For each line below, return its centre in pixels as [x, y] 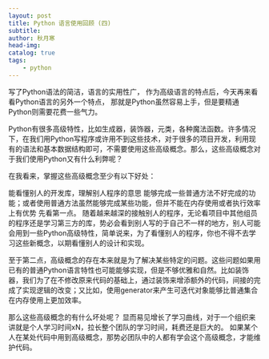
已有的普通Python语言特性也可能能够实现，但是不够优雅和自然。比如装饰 [129, 270]
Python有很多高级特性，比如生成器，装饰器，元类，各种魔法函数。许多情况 [132, 128]
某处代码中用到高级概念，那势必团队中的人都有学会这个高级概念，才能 [138, 337]
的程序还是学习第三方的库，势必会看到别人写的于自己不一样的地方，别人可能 [134, 223]
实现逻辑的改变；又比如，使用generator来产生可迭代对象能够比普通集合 [140, 290]
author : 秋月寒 [32, 38]
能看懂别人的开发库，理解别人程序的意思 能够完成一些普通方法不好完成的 [128, 192]
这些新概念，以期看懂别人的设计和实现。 [82, 243]
